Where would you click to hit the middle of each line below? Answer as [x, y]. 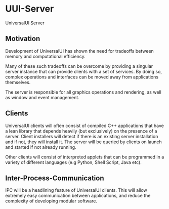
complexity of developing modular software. [51, 201]
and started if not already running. [41, 147]
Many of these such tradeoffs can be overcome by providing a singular [79, 66]
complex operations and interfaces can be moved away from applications [82, 77]
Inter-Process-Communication [55, 178]
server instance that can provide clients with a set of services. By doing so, [83, 71]
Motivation [23, 39]
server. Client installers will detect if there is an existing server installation [82, 136]
